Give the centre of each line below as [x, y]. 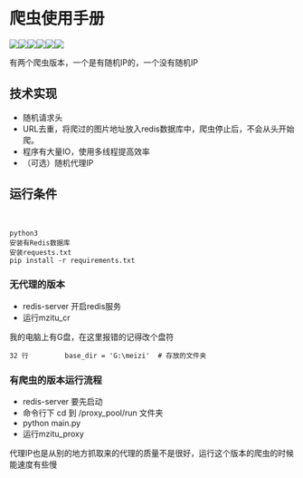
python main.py [52, 424]
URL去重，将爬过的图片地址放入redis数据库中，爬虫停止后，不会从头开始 [158, 129]
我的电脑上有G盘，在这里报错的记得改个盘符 [92, 337]
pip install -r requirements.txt [72, 260]
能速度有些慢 [33, 464]
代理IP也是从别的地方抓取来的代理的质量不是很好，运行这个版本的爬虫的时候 [151, 454]
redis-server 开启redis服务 [72, 306]
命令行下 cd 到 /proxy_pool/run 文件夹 [93, 413]
